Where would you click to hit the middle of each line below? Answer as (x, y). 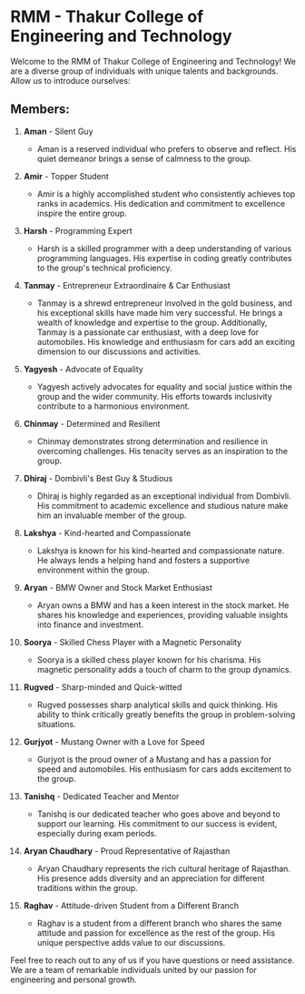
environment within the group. (93, 570)
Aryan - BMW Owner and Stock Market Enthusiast (118, 587)
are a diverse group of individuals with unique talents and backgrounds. (144, 71)
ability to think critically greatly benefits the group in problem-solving (166, 714)
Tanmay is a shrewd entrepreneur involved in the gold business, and (165, 303)
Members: (40, 110)
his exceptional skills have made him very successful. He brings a (160, 312)
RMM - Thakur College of (107, 17)
